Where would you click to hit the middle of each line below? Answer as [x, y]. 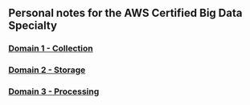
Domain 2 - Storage [47, 70]
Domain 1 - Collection [51, 49]
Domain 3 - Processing [54, 91]
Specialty [33, 26]
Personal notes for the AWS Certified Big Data [125, 13]
